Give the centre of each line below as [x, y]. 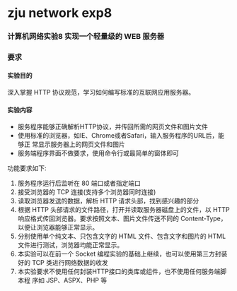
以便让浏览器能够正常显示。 [58, 227]
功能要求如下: [27, 168]
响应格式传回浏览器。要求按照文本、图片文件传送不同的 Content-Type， [122, 219]
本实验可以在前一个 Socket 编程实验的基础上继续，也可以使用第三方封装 [122, 254]
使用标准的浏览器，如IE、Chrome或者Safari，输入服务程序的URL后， [118, 136]
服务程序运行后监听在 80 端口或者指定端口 [79, 183]
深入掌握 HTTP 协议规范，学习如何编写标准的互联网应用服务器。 [101, 93]
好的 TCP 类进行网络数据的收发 [63, 263]
